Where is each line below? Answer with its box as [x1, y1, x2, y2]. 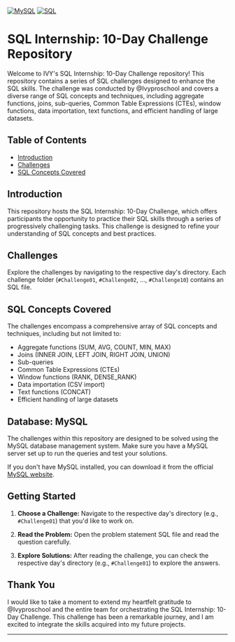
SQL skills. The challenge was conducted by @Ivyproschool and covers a [7, 84, 219, 93]
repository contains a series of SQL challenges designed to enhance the [7, 76, 215, 85]
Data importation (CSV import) [17, 380, 106, 389]
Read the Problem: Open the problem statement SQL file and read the [17, 530, 220, 538]
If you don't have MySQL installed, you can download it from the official [7, 463, 213, 471]
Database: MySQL [7, 415, 88, 427]
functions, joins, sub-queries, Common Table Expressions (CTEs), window [7, 99, 222, 107]
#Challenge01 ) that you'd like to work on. [17, 516, 134, 525]
